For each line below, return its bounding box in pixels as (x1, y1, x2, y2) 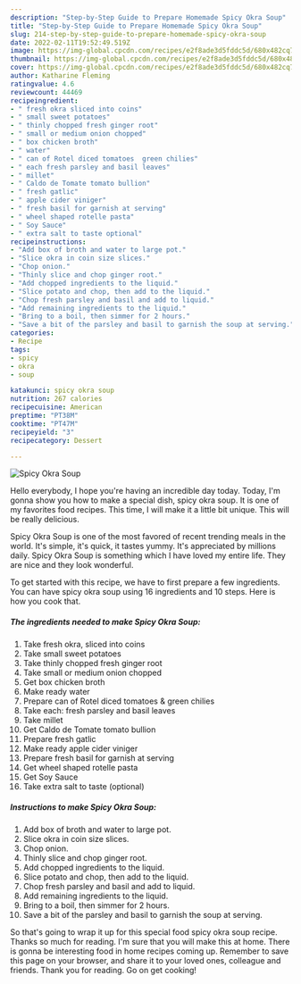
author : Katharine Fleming (10, 71, 111, 80)
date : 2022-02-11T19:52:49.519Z (10, 38, 130, 47)
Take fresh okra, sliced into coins (22, 639, 146, 650)
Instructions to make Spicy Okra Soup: (10, 801, 157, 813)
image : (10, 46, 35, 55)
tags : (10, 345, 30, 354)
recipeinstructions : (10, 238, 88, 246)
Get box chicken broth (22, 677, 105, 688)
